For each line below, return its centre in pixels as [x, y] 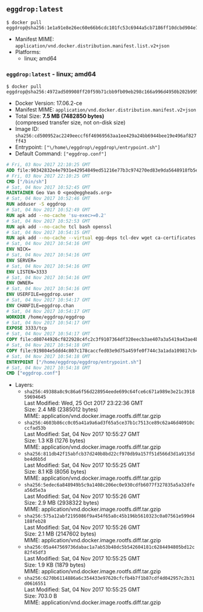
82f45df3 [35, 553]
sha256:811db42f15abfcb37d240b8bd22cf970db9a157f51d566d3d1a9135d [109, 454]
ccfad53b [35, 428]
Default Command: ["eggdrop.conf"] [61, 153]
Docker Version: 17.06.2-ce [49, 103]
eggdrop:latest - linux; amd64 [51, 74]
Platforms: [28, 52]
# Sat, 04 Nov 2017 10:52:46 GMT [48, 199]
